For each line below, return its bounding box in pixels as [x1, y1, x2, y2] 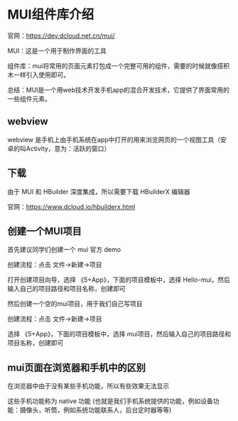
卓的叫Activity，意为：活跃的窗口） [7, 144, 111, 153]
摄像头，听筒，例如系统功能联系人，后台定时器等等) [19, 406, 172, 415]
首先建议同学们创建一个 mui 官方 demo [7, 245, 121, 254]
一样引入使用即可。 [13, 70, 70, 79]
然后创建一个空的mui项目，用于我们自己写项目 [7, 299, 143, 308]
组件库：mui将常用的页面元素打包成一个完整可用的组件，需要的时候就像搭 [7, 61, 224, 70]
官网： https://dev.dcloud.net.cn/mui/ [7, 31, 115, 40]
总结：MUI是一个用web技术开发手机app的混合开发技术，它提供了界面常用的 [7, 85, 229, 94]
